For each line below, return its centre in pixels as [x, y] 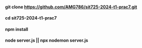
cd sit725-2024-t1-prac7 [31, 18]
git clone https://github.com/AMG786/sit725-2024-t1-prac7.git [71, 7]
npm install [17, 29]
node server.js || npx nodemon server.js [47, 40]
